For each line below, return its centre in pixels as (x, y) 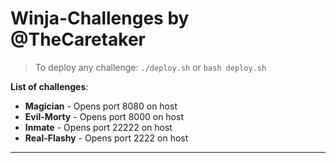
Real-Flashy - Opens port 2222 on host (106, 138)
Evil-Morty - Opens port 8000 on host (104, 116)
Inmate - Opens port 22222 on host (98, 127)
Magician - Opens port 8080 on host (101, 106)
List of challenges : (49, 86)
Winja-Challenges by (100, 18)
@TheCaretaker (78, 39)
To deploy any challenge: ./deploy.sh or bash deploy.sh (150, 67)
